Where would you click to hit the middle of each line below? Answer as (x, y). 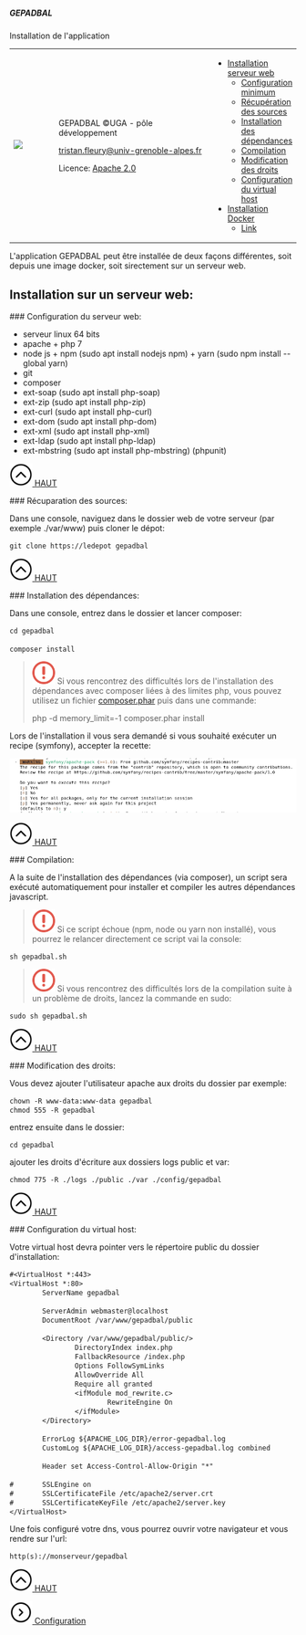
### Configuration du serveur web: (76, 317)
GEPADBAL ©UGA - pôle (106, 122)
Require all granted (113, 1384)
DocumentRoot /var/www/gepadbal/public (118, 1321)
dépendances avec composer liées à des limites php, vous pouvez (157, 691)
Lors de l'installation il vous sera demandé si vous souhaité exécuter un (143, 736)
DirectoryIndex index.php (123, 1348)
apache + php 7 (52, 344)
